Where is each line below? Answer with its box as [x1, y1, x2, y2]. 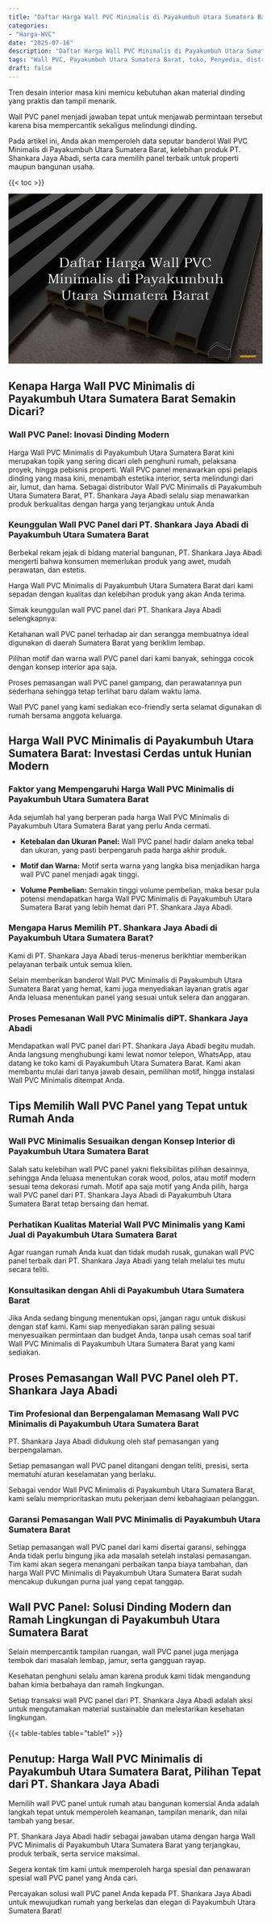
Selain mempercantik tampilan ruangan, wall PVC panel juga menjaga [8, 1647, 239, 1657]
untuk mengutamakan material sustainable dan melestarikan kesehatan [8, 1704, 244, 1714]
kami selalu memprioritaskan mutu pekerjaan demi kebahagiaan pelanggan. [8, 1494, 260, 1504]
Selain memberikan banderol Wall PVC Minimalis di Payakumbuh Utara [8, 975, 243, 985]
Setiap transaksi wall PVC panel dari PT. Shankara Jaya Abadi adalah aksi [8, 1695, 252, 1705]
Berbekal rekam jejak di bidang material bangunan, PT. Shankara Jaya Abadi [8, 547, 262, 558]
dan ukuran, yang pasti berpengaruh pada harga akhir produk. [19, 845, 227, 855]
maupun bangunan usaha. [8, 162, 95, 172]
